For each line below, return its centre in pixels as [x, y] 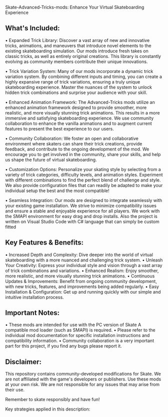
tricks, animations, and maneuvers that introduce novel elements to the [78, 45]
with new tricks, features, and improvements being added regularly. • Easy [82, 286]
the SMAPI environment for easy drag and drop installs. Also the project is [81, 216]
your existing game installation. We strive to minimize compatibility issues [81, 205]
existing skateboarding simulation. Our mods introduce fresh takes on [77, 51]
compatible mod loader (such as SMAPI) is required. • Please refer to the [80, 330]
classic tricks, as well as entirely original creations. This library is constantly [83, 56]
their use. [15, 390]
